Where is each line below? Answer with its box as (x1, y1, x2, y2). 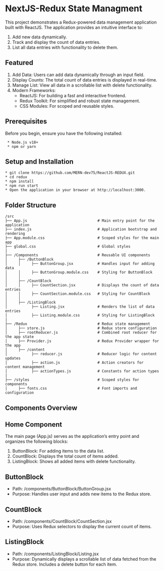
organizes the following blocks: (5, 438, 68, 445)
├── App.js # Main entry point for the (5, 218, 155, 224)
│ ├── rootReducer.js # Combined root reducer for (5, 330, 157, 335)
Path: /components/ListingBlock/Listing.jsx (12, 551, 99, 557)
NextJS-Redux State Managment (5, 3, 142, 14)
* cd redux (5, 175, 27, 180)
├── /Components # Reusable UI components (5, 253, 151, 258)
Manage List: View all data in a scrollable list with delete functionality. (12, 82, 153, 88)
